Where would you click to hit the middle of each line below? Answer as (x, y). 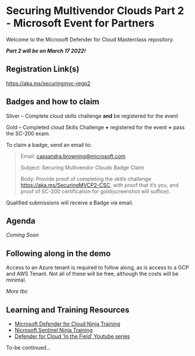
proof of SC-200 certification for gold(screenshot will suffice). (95, 191)
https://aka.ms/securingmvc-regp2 (48, 83)
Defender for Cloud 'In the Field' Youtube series (72, 336)
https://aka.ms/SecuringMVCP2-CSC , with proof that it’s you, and (100, 185)
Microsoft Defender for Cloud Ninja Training (67, 324)
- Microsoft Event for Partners (81, 23)
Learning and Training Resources (68, 309)
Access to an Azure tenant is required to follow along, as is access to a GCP (97, 268)
